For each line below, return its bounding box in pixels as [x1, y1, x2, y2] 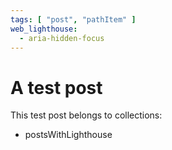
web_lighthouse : [10, 24, 78, 34]
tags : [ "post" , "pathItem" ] [10, 14, 137, 25]
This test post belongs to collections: [10, 109, 163, 121]
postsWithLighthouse [24, 129, 113, 141]
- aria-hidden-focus [19, 33, 105, 43]
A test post [10, 76, 103, 99]
